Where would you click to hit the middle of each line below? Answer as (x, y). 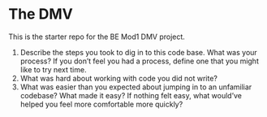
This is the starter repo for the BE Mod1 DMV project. (97, 37)
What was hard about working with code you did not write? (118, 78)
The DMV (41, 14)
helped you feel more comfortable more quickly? (101, 104)
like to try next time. (53, 69)
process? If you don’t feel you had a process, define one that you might (140, 61)
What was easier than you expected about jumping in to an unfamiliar (136, 87)
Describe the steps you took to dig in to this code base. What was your (138, 52)
